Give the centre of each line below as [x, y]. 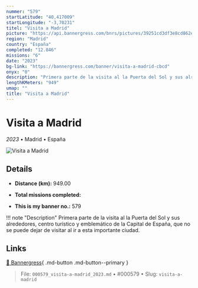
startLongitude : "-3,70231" [41, 22]
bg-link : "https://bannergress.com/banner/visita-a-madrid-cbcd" [88, 66]
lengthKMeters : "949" [33, 83]
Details [19, 169]
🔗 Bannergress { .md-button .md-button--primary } [67, 263]
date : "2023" [22, 61]
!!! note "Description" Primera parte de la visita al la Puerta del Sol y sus [93, 217]
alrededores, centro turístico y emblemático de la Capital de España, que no [98, 224]
